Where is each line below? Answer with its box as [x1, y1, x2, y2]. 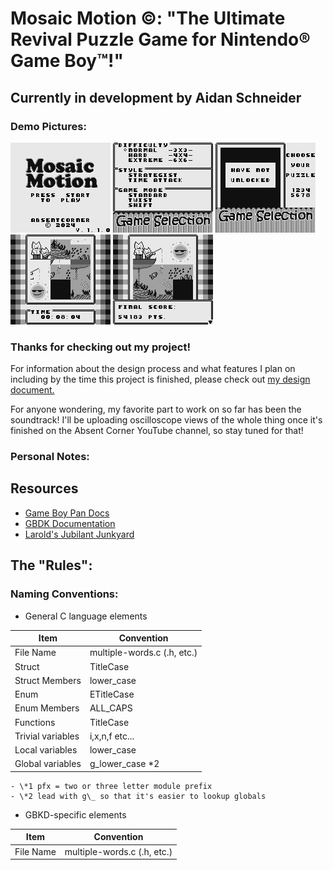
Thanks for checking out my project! [10, 340, 191, 354]
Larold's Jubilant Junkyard [24, 528, 135, 540]
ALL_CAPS [89, 702, 133, 714]
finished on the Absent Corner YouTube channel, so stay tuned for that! [10, 425, 304, 437]
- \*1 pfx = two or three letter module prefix [10, 781, 213, 791]
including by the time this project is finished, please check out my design [10, 373, 311, 386]
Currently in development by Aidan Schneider [10, 89, 302, 106]
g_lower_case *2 [89, 758, 160, 770]
